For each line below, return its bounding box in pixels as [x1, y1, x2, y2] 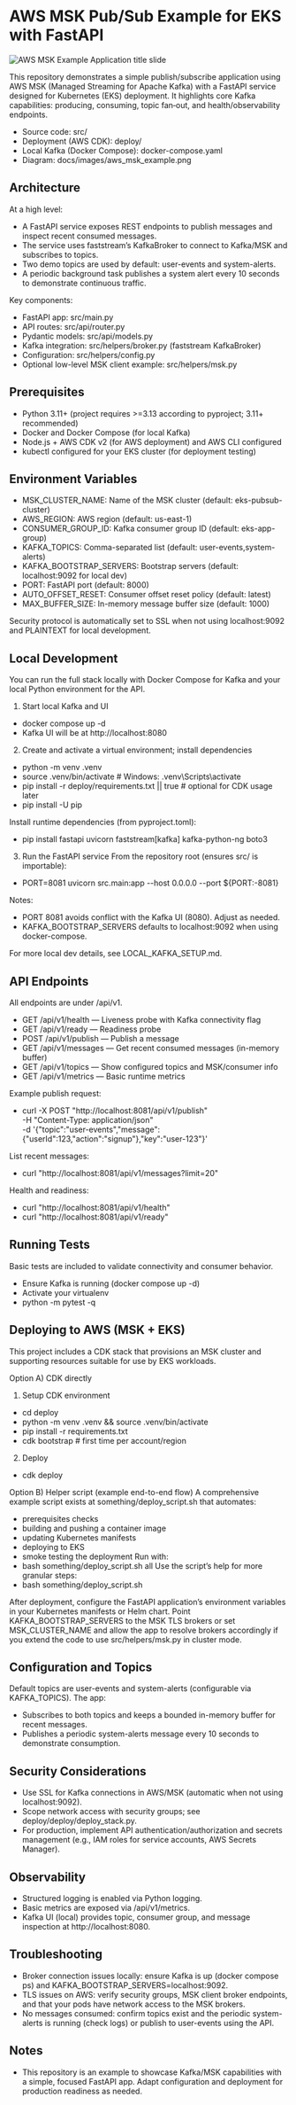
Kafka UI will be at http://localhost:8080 [21, 728, 168, 738]
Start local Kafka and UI [21, 701, 109, 712]
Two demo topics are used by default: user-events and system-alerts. [21, 259, 277, 269]
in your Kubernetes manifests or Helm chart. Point [9, 1606, 192, 1617]
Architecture [9, 180, 81, 196]
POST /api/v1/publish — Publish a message [21, 1033, 179, 1043]
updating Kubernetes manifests [21, 1532, 137, 1543]
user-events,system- [199, 542, 276, 553]
